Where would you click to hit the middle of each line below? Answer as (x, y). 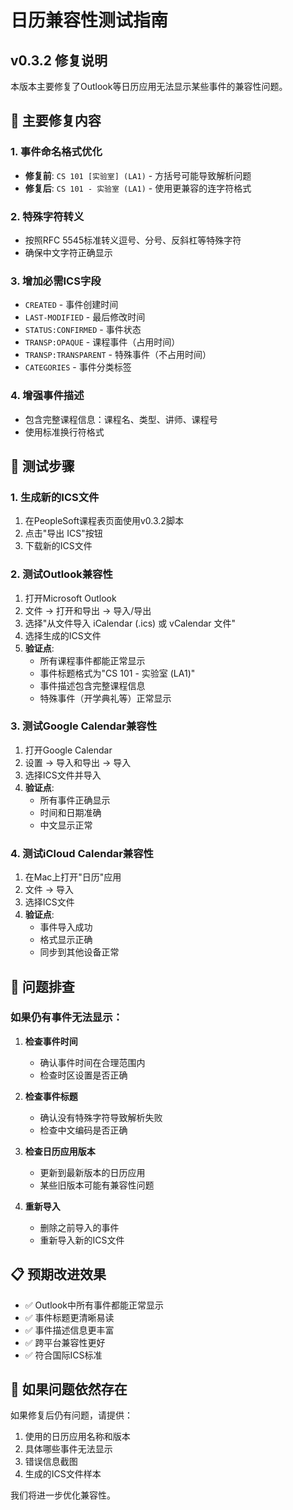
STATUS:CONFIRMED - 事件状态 (83, 330)
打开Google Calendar (68, 750)
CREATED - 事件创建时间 (71, 305)
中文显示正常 (66, 825)
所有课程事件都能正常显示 (92, 660)
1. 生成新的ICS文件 (55, 497)
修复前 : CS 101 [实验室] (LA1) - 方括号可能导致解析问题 (138, 175)
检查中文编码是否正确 (83, 1130)
